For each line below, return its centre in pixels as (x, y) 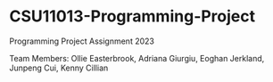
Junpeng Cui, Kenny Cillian (59, 68)
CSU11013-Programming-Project (132, 16)
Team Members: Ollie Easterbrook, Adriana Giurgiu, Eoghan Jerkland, (137, 58)
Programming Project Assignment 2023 (82, 41)
